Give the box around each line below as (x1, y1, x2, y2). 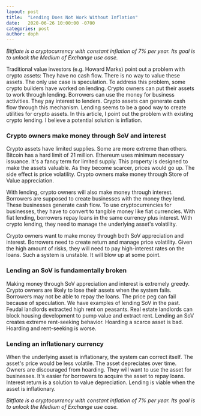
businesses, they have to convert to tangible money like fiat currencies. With (6, 208, 196, 215)
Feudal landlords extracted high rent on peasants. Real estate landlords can (6, 306, 193, 313)
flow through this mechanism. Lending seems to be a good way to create (6, 104, 187, 111)
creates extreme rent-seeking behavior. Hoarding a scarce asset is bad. (6, 318, 184, 325)
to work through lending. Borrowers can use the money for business (6, 91, 175, 98)
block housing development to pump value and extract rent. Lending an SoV (6, 312, 194, 319)
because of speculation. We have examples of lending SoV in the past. (6, 299, 181, 306)
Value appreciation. (6, 177, 54, 184)
